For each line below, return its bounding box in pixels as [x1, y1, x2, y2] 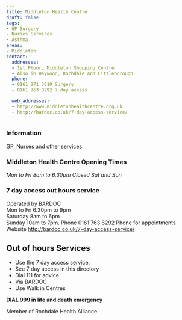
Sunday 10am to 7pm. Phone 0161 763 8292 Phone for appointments [6, 219, 176, 226]
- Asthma [6, 37, 28, 43]
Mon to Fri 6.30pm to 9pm [6, 206, 71, 214]
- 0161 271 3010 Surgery [11, 82, 74, 88]
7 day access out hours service [6, 186, 99, 195]
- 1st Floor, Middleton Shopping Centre [11, 64, 115, 71]
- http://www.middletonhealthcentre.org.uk [11, 103, 122, 109]
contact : [6, 54, 28, 60]
